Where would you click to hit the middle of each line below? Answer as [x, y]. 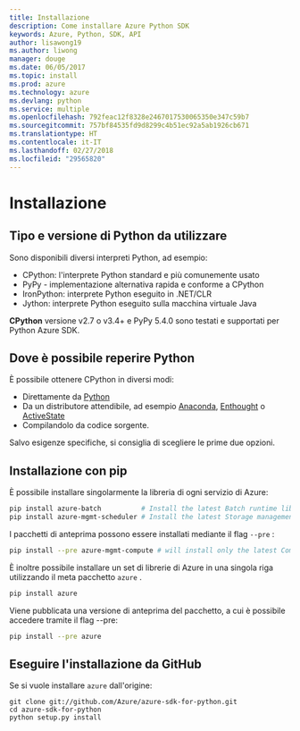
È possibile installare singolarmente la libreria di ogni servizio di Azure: [139, 492]
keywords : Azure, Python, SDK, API [75, 34]
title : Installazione [50, 17]
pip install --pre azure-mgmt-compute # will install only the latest [143, 550]
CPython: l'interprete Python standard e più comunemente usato [141, 274]
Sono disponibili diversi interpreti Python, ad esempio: [108, 257]
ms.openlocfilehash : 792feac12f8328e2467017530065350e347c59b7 [129, 117]
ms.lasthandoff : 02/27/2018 [62, 150]
